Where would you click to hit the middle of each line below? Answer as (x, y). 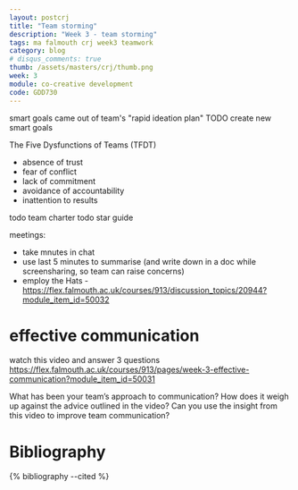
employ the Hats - (55, 280)
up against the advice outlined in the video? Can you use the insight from (144, 406)
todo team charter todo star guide (71, 217)
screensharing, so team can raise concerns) (103, 271)
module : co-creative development (71, 84)
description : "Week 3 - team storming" (83, 34)
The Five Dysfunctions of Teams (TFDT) (83, 145)
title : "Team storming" (54, 26)
